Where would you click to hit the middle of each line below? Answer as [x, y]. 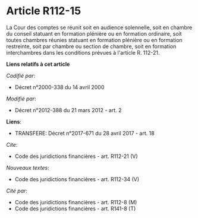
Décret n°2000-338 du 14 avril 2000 [59, 87]
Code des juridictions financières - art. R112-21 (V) [76, 156]
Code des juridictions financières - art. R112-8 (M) [76, 202]
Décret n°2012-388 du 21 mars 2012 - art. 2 [68, 110]
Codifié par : [21, 75]
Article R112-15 [44, 11]
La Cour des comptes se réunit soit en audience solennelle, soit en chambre [99, 27]
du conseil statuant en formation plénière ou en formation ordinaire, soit [94, 33]
